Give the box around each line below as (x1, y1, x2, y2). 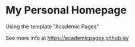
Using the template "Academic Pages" (5, 23, 99, 30)
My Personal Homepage (5, 4, 127, 17)
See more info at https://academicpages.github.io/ (5, 34, 129, 41)
